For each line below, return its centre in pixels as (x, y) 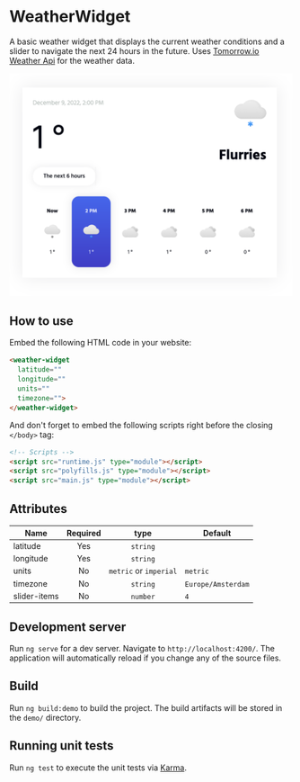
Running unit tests (62, 746)
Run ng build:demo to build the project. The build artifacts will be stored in (146, 707)
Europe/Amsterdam (217, 584)
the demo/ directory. (45, 717)
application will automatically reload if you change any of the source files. (145, 658)
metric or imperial (143, 571)
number (143, 597)
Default (217, 533)
